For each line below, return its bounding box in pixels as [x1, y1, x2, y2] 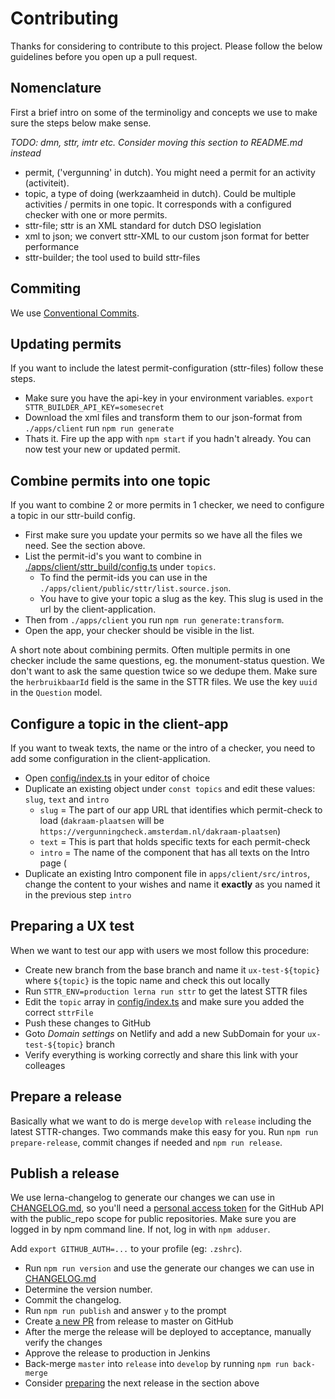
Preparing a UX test [10, 918, 135, 935]
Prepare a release [10, 1088, 122, 1106]
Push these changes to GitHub [24, 1017, 152, 1029]
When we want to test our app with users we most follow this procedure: [10, 944, 310, 956]
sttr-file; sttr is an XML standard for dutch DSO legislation [24, 219, 262, 231]
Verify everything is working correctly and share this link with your [24, 1048, 299, 1061]
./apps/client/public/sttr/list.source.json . [39, 582, 232, 594]
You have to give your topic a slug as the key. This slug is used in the [39, 593, 324, 605]
